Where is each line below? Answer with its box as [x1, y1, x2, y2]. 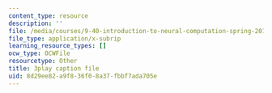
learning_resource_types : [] [8, 42, 107, 50]
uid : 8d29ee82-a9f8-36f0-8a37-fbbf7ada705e [8, 72, 158, 80]
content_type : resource [8, 11, 89, 20]
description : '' [8, 19, 63, 27]
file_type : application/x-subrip [8, 34, 121, 43]
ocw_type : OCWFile [8, 49, 70, 57]
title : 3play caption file [8, 65, 100, 73]
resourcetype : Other [8, 57, 79, 66]
